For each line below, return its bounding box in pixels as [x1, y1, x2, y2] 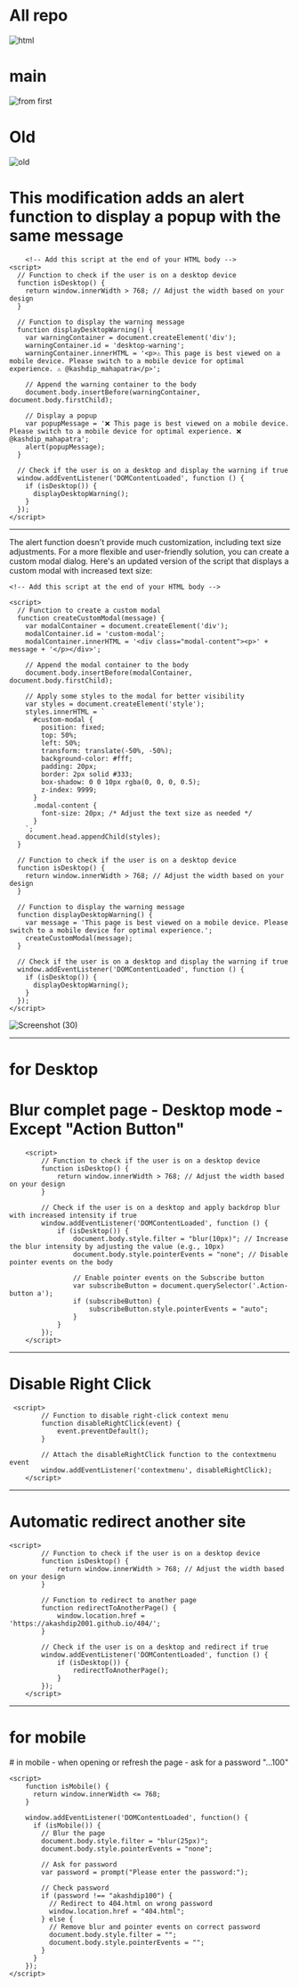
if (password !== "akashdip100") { [41, 1891, 174, 1900]
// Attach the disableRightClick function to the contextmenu [41, 1450, 277, 1459]
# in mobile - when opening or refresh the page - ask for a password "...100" [9, 1757, 289, 1768]
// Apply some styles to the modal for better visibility [25, 691, 245, 700]
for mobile [9, 1727, 86, 1747]
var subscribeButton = [72, 1281, 158, 1290]
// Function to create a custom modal [17, 606, 162, 615]
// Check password [41, 1884, 109, 1892]
